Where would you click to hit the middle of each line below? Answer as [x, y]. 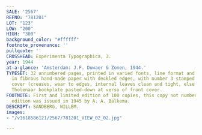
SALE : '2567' [23, 12]
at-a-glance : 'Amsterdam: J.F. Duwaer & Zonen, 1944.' [76, 67]
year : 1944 [20, 62]
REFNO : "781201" [26, 17]
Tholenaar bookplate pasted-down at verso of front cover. [87, 90]
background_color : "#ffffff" [43, 40]
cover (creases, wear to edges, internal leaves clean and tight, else [103, 85]
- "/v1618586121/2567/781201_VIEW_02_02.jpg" [64, 118]
